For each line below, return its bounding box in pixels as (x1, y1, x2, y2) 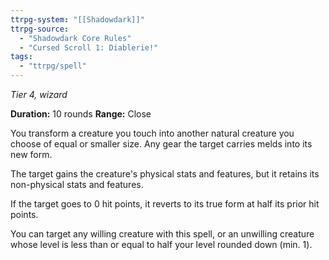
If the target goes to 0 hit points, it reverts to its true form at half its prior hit (10, 198, 320, 210)
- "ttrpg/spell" (19, 61, 87, 71)
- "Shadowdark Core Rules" (19, 33, 132, 43)
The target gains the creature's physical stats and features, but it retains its (10, 168, 320, 180)
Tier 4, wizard (10, 89, 68, 100)
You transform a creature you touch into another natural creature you (10, 127, 295, 139)
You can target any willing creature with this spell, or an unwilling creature (10, 228, 315, 240)
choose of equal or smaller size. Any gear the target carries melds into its (10, 138, 313, 150)
